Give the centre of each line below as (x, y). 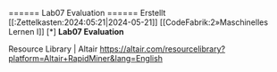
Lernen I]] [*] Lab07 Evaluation (66, 32)
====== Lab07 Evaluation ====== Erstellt (87, 13)
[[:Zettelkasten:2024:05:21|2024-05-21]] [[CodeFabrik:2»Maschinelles (138, 22)
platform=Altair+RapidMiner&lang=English (85, 58)
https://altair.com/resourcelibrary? (162, 49)
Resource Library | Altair (53, 49)
